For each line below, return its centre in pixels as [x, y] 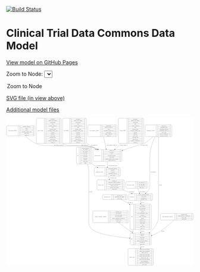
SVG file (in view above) [36, 98]
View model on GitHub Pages [42, 62]
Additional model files [33, 110]
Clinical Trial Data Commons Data [91, 33]
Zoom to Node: [25, 74]
